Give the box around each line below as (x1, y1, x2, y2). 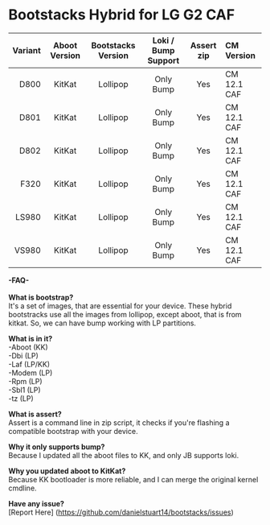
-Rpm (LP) (8, 376, 43, 386)
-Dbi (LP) (8, 350, 39, 360)
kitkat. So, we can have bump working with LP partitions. (8, 318, 197, 328)
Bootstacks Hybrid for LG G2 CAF (8, 6, 235, 24)
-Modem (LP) (8, 368, 53, 378)
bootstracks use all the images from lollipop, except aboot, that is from (8, 309, 243, 319)
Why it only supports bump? (8, 441, 105, 452)
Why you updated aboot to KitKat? (8, 465, 126, 476)
